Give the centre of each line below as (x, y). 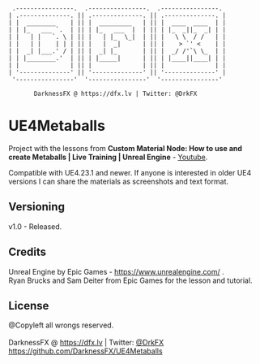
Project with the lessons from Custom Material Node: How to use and (126, 148)
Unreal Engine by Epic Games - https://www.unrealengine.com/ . (116, 271)
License (29, 305)
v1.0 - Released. (35, 226)
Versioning (36, 207)
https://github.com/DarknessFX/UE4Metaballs (86, 351)
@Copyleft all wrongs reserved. (61, 325)
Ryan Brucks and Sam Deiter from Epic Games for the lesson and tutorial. (130, 280)
